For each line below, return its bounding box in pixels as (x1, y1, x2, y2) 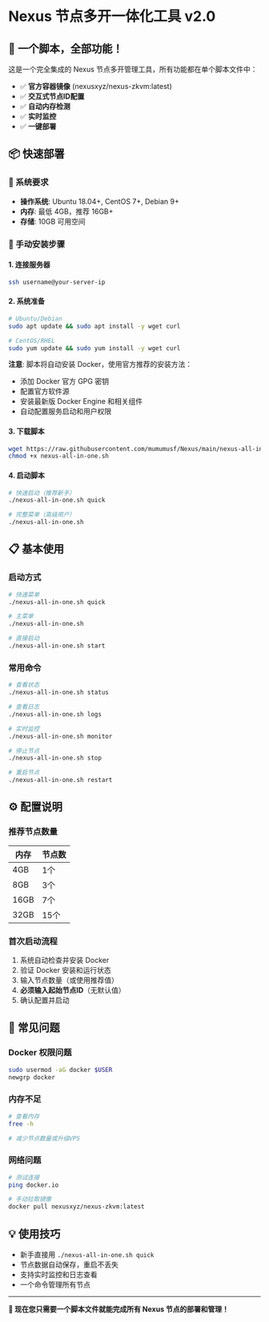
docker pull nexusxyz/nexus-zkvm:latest (8, 1203, 146, 1211)
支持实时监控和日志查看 (19, 1269, 98, 1279)
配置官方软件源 (19, 386, 70, 397)
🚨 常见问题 (8, 1021, 60, 1034)
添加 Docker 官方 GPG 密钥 (19, 377, 110, 386)
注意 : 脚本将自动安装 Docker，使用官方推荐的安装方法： (8, 360, 193, 369)
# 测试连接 (8, 1173, 40, 1182)
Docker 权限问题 (8, 1047, 72, 1058)
